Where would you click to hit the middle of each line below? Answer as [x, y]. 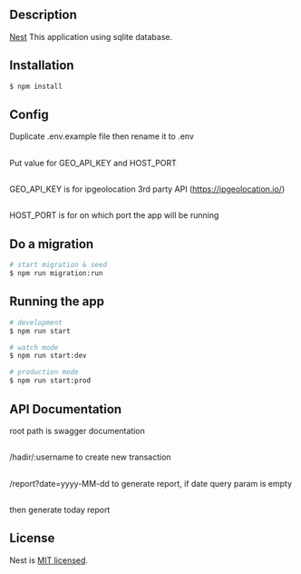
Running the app [57, 302]
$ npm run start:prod [50, 381]
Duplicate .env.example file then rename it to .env [102, 136]
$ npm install [36, 86]
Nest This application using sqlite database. [91, 36]
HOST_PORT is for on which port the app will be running [114, 215]
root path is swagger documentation [77, 430]
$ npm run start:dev [49, 356]
